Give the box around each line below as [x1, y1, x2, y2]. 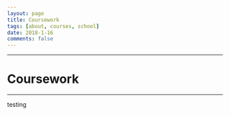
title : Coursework [7, 16, 60, 23]
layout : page [7, 10, 44, 17]
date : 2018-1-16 [7, 29, 53, 36]
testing [7, 101, 27, 109]
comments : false [7, 36, 53, 42]
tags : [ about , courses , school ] [7, 23, 99, 29]
